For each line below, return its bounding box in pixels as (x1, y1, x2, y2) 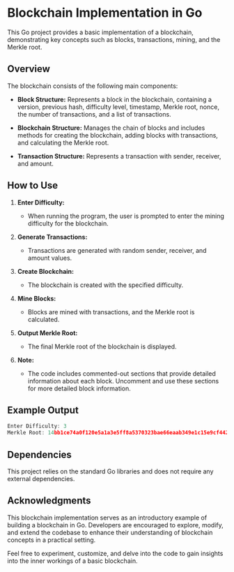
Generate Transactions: (17, 233, 88, 241)
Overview (7, 63, 51, 75)
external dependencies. (7, 474, 75, 483)
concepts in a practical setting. (7, 536, 96, 544)
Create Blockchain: (17, 267, 75, 275)
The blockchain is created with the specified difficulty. (27, 281, 184, 289)
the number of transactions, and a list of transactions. (17, 110, 172, 118)
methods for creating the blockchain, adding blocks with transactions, (17, 131, 218, 139)
